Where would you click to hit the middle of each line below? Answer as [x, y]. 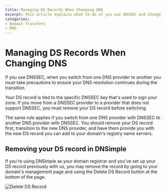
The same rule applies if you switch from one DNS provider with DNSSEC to [83, 118]
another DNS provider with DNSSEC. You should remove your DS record [79, 123]
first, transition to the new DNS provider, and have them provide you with [80, 128]
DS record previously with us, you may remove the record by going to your [82, 166]
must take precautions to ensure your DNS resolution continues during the [81, 83]
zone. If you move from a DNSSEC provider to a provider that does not [77, 103]
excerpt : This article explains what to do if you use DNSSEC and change [83, 14]
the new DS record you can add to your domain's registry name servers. [79, 134]
